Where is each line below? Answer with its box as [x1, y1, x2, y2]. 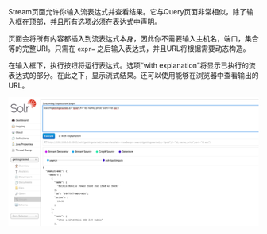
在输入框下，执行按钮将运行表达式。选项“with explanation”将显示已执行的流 [8, 60, 256, 70]
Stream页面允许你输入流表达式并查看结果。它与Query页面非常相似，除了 [8, 7, 247, 16]
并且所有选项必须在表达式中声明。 [49, 17, 161, 26]
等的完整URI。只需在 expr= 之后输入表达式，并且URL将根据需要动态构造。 [8, 44, 250, 53]
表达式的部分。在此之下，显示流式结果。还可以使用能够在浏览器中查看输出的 [8, 71, 259, 80]
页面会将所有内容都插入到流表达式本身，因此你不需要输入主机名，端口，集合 [8, 34, 259, 43]
